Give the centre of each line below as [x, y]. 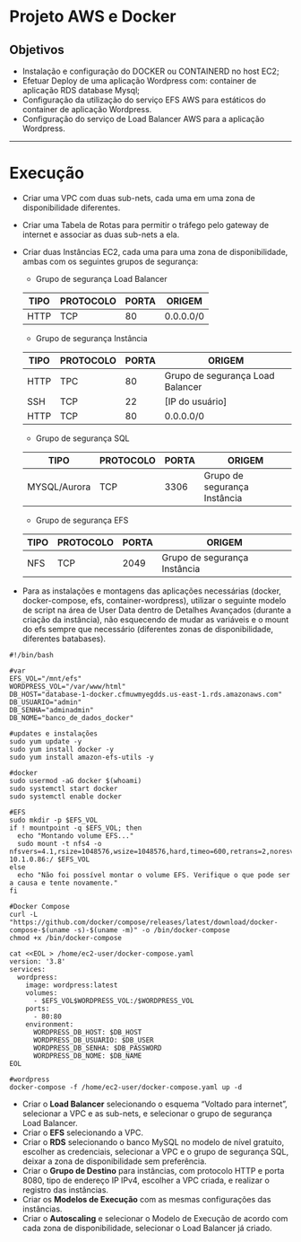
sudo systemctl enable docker [66, 797]
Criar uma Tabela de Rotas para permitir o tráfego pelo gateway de [146, 225]
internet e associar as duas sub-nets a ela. [101, 234]
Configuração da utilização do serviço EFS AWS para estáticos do [144, 100]
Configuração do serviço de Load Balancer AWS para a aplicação [143, 119]
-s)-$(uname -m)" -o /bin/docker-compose [151, 930]
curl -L [24, 914]
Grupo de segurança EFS [82, 520]
